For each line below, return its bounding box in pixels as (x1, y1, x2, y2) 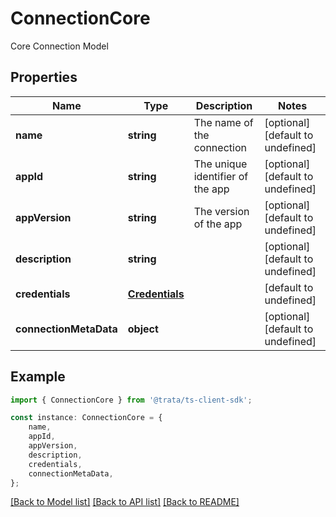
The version (193, 204, 250, 218)
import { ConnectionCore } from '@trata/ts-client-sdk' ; (10, 395, 253, 405)
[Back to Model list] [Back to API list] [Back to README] (10, 496, 240, 508)
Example (10, 368, 66, 386)
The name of (193, 115, 254, 129)
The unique (193, 157, 248, 171)
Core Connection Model (10, 40, 109, 52)
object (127, 322, 159, 336)
